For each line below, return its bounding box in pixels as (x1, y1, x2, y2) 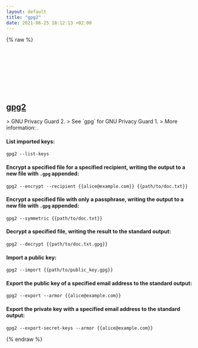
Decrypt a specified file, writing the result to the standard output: (6, 228, 171, 235)
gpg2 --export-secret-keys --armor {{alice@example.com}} (6, 325, 153, 331)
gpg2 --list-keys (6, 151, 49, 157)
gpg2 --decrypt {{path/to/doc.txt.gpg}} (6, 241, 109, 247)
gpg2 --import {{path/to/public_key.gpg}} (6, 267, 113, 273)
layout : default (6, 8, 47, 15)
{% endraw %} (6, 335, 43, 343)
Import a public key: (6, 254, 57, 261)
